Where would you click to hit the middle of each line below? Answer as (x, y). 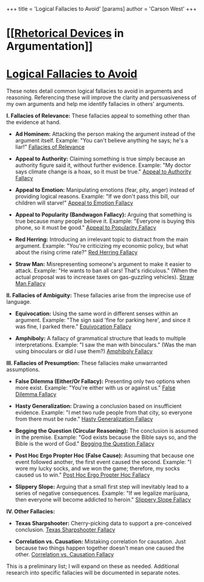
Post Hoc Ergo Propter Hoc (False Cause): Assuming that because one (105, 455)
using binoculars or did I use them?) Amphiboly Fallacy (84, 351)
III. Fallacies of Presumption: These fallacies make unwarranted (87, 363)
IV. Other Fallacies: (31, 511)
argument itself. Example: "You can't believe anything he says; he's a (102, 141)
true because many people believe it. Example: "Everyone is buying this (105, 221)
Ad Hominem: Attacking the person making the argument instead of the (105, 134)
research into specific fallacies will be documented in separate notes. (93, 573)
